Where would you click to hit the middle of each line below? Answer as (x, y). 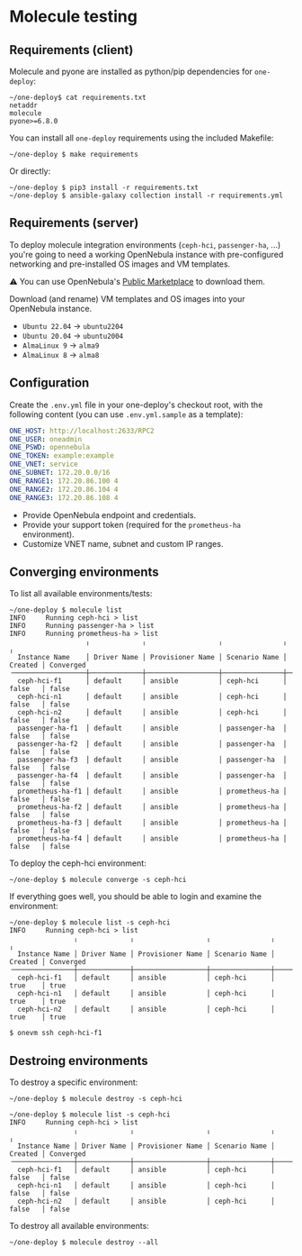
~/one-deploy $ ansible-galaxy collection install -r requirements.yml (146, 196)
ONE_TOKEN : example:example (62, 456)
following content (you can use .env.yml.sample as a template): (126, 414)
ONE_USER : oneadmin (46, 439)
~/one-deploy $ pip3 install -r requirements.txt (104, 187)
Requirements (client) (71, 50)
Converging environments (84, 572)
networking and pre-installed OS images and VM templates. (120, 264)
